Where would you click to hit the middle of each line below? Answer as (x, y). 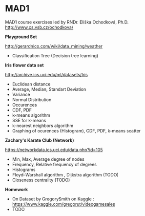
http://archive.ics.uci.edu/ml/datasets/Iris (46, 74)
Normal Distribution (32, 99)
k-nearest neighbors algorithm (43, 126)
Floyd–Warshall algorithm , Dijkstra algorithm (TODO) (65, 174)
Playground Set (21, 37)
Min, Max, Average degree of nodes (48, 159)
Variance (21, 94)
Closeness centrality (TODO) (41, 180)
